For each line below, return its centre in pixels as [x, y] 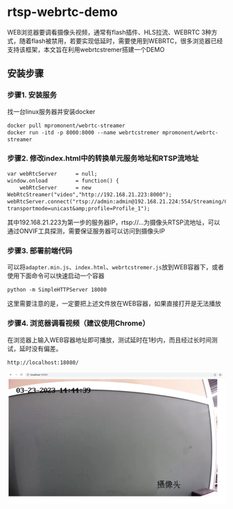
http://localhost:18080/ [43, 362]
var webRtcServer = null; [52, 174]
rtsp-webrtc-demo [62, 12]
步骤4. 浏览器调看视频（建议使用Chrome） [78, 324]
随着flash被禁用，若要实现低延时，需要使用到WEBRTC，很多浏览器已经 [121, 41]
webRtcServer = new [55, 187]
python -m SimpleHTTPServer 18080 [57, 290]
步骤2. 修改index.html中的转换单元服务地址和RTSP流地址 [103, 158]
